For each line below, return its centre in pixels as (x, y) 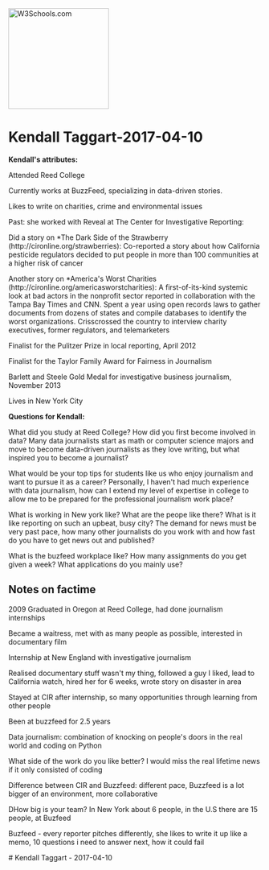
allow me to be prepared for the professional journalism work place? (121, 499)
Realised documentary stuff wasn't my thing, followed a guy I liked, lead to (132, 673)
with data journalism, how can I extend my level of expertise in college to (128, 490)
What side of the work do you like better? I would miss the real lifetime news (134, 761)
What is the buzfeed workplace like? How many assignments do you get (128, 555)
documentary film (37, 641)
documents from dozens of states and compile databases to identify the (128, 312)
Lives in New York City (46, 401)
